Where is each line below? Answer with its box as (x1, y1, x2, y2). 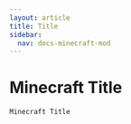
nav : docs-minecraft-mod (17, 38, 111, 48)
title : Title (9, 22, 59, 31)
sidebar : (9, 30, 42, 39)
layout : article (9, 13, 70, 23)
